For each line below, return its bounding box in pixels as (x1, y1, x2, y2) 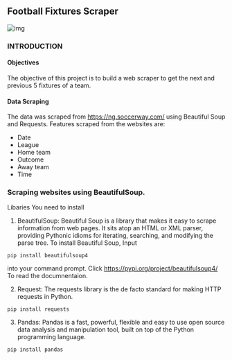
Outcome (17, 155, 44, 164)
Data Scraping (7, 97, 50, 105)
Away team (17, 163, 50, 171)
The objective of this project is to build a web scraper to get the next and (7, 74, 215, 82)
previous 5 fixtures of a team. (7, 81, 91, 89)
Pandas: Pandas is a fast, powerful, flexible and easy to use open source (17, 318, 225, 327)
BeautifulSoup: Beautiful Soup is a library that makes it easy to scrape (17, 216, 217, 225)
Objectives (7, 58, 39, 67)
